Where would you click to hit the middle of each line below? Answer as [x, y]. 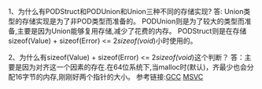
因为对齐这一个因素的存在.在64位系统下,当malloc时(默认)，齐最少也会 [135, 67]
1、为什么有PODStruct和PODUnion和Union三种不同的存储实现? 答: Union [126, 11]
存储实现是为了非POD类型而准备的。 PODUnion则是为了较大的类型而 [133, 21]
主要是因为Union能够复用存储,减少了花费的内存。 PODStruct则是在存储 [132, 31]
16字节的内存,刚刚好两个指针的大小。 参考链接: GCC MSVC [109, 77]
